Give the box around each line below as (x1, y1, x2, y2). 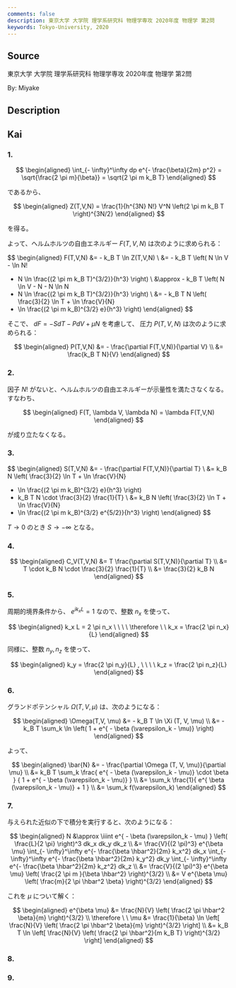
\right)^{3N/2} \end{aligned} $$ (73, 210, 165, 218)
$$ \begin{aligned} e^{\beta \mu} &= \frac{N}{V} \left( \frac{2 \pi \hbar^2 (12, 906, 225, 915)
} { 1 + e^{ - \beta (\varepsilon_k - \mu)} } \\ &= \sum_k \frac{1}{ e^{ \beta (13, 776, 225, 784)
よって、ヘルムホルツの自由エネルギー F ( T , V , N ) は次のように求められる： (7, 239, 223, 248)
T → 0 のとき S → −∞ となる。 (7, 523, 98, 531)
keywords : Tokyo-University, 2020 (7, 23, 110, 30)
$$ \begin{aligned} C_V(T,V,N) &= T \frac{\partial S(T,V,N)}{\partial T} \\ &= (9, 557, 228, 566)
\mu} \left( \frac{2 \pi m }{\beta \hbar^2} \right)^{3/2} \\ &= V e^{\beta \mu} (9, 870, 228, 878)
